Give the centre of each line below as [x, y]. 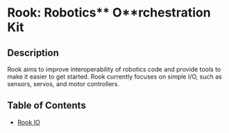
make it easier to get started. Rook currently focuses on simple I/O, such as [114, 76]
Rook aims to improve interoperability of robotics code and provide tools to [114, 69]
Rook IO [28, 122]
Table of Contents [47, 106]
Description [33, 53]
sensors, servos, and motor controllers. [63, 84]
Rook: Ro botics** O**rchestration [109, 13]
